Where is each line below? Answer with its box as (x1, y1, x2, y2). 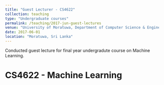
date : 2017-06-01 (5, 30, 41, 34)
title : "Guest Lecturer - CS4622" (5, 7, 76, 12)
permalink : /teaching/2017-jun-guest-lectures (5, 20, 102, 26)
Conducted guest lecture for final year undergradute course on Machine (5, 47, 150, 53)
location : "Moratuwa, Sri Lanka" (5, 34, 73, 39)
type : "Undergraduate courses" (5, 16, 69, 21)
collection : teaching (5, 12, 49, 17)
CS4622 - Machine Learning (5, 70, 123, 81)
